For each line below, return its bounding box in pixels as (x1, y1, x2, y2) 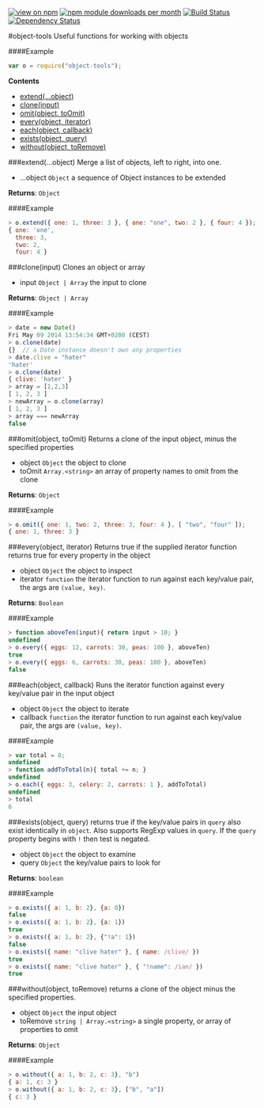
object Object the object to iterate (19, 703, 130, 713)
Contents (8, 76, 40, 86)
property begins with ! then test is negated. (8, 834, 150, 843)
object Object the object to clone (19, 458, 126, 467)
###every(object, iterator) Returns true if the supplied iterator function (8, 543, 237, 552)
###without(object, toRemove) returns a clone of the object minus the (8, 984, 236, 994)
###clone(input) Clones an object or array (8, 262, 145, 272)
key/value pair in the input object (8, 688, 115, 698)
